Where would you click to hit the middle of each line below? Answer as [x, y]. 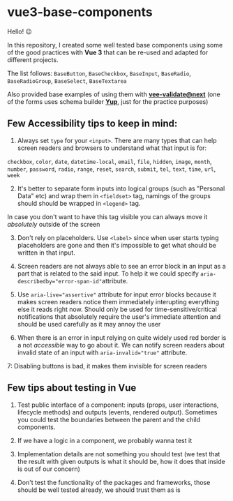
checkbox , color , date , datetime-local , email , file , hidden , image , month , [110, 161]
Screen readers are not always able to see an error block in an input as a [122, 266]
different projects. [33, 59]
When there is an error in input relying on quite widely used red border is [122, 337]
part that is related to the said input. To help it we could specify [108, 274]
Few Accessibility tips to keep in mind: [92, 124]
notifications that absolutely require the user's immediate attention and [119, 316]
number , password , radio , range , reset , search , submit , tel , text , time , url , [112, 169]
